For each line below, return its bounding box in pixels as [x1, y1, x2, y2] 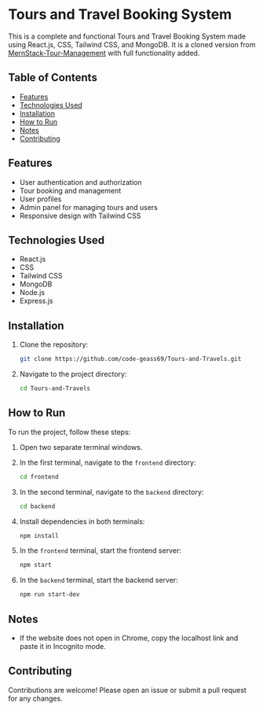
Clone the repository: [19, 340, 89, 349]
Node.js [19, 288, 46, 297]
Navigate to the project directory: [19, 370, 127, 379]
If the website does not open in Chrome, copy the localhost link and [19, 633, 239, 643]
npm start [19, 561, 53, 569]
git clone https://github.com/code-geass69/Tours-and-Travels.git [19, 355, 242, 363]
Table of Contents [8, 71, 98, 84]
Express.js [19, 297, 53, 306]
